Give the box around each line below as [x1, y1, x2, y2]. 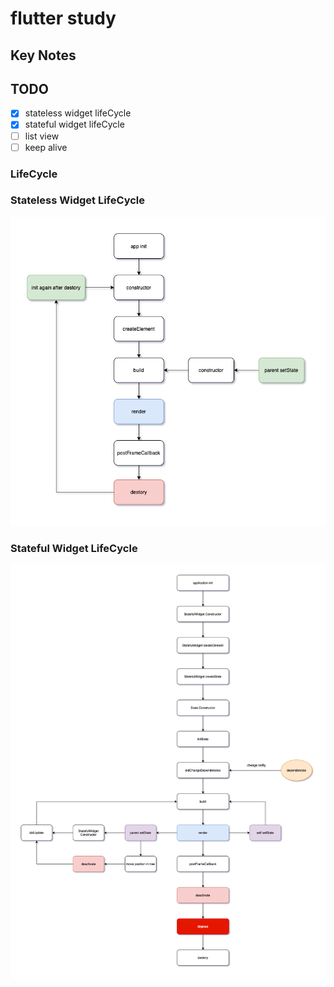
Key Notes [10, 47, 77, 64]
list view [24, 130, 60, 142]
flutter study [10, 7, 117, 30]
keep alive [24, 141, 68, 153]
